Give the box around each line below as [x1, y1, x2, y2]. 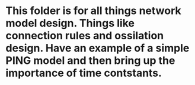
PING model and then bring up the [5, 54, 175, 67]
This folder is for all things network [5, 4, 181, 18]
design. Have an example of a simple [5, 42, 190, 55]
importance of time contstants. [5, 66, 162, 80]
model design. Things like [5, 16, 135, 30]
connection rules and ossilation [5, 29, 164, 42]
